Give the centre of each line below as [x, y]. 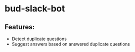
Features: [20, 27]
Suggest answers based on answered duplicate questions [71, 44]
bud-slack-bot [35, 9]
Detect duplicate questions [39, 39]
